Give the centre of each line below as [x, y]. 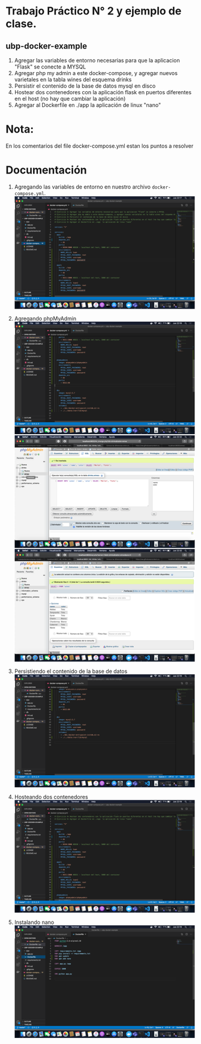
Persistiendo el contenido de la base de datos [71, 671]
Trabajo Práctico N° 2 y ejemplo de [94, 11]
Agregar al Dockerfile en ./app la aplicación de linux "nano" [88, 105]
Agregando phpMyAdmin [45, 318]
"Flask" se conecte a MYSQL [50, 67]
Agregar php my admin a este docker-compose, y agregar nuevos [96, 73]
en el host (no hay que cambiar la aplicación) [70, 98]
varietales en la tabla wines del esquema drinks [73, 80]
